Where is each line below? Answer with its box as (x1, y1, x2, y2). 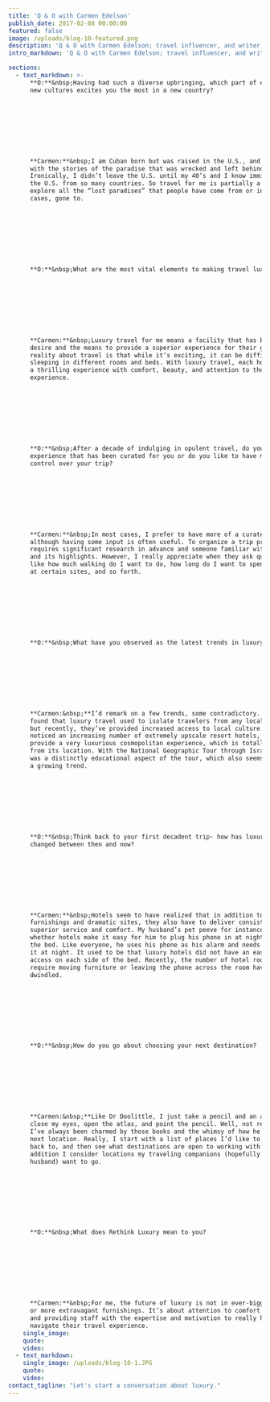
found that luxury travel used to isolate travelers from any (29, 717, 243, 725)
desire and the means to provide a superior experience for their (29, 344, 257, 352)
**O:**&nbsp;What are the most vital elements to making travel (29, 265, 250, 274)
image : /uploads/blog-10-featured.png (8, 34, 138, 43)
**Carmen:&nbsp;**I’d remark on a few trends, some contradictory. (29, 709, 261, 717)
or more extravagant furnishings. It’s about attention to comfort (29, 1307, 261, 1315)
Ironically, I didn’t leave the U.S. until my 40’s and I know (29, 172, 247, 180)
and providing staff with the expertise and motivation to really (29, 1314, 257, 1322)
